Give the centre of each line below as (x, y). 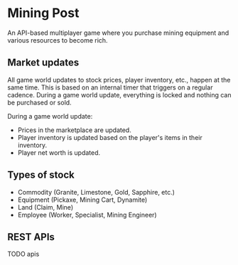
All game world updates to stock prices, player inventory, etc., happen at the (119, 80)
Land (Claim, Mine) (45, 207)
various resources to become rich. (58, 40)
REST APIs (31, 237)
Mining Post (43, 13)
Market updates (43, 63)
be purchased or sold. (40, 102)
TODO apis (23, 254)
